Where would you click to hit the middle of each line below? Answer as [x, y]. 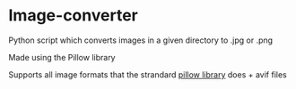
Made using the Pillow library [62, 57]
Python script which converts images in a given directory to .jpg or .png [141, 40]
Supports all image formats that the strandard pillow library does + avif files [148, 74]
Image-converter [73, 16]
